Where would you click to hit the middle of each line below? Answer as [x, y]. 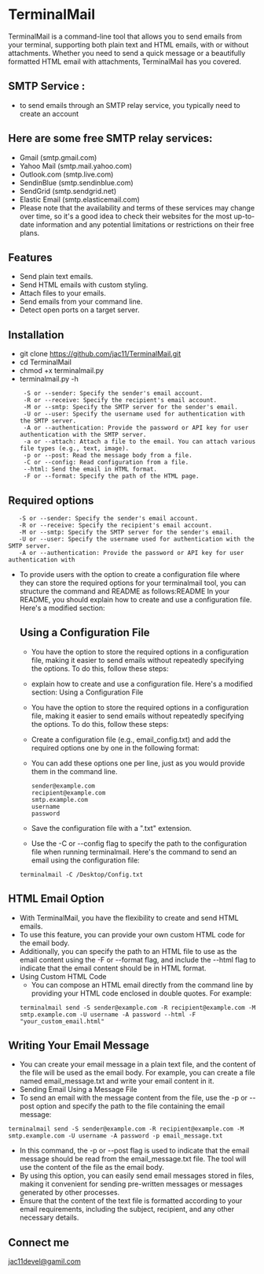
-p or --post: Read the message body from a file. [108, 456]
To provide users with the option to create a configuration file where [130, 574]
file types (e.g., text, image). [74, 449]
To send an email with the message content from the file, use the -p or [134, 1098]
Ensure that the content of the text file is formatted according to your [131, 1201]
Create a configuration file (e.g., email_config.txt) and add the [131, 739]
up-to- [244, 216]
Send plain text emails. [56, 277]
